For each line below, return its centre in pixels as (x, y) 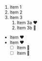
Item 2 (16, 12)
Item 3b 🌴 (26, 28)
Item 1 (15, 7)
